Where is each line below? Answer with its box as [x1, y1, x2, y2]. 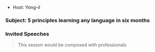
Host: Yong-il [12, 5, 41, 10]
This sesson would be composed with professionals [17, 42, 127, 48]
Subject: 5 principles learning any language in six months [5, 17, 150, 24]
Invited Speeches [5, 30, 49, 37]
